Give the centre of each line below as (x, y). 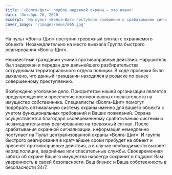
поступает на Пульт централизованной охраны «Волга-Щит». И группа (83, 135)
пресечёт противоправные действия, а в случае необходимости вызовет (86, 146)
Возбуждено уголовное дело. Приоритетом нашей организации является (86, 91)
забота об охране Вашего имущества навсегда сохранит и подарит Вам (84, 157)
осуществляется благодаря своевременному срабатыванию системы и (84, 119)
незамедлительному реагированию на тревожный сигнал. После (77, 124)
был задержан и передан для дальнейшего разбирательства (72, 65)
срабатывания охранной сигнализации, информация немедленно (77, 129)
